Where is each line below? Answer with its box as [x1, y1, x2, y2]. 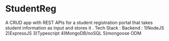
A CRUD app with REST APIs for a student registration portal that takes [5, 19, 153, 25]
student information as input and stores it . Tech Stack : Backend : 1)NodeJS [5, 24, 164, 30]
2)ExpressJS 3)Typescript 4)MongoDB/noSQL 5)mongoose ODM [5, 30, 142, 36]
